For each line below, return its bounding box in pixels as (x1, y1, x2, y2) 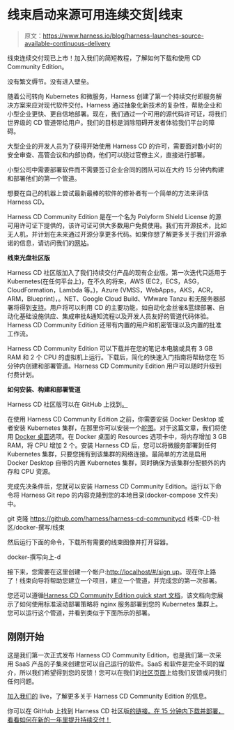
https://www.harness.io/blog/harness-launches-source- (42, 31, 204, 40)
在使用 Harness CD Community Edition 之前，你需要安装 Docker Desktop (7, 415, 217, 423)
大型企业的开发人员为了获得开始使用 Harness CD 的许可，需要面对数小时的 (7, 142, 223, 150)
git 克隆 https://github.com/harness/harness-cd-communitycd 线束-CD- (7, 514, 214, 523)
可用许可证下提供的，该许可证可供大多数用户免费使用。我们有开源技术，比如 (7, 221, 227, 230)
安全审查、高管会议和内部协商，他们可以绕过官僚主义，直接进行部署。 (7, 150, 209, 158)
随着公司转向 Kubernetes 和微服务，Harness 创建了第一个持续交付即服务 (7, 92, 216, 100)
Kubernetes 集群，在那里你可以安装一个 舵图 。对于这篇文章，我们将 (26, 424, 221, 432)
